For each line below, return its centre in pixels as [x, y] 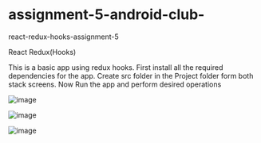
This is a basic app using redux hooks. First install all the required [116, 67]
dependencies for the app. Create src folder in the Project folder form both [131, 75]
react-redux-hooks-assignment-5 [63, 37]
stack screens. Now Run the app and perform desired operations [115, 84]
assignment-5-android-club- [107, 15]
